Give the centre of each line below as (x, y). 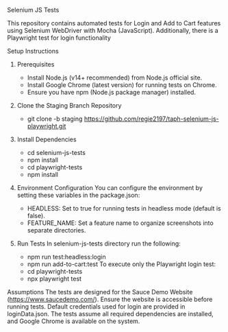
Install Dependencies (47, 139)
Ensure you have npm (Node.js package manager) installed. (112, 92)
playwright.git (47, 126)
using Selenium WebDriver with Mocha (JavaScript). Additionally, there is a (113, 31)
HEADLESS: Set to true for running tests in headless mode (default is (124, 208)
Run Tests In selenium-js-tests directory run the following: (99, 244)
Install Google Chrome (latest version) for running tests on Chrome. (122, 85)
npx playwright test (54, 278)
